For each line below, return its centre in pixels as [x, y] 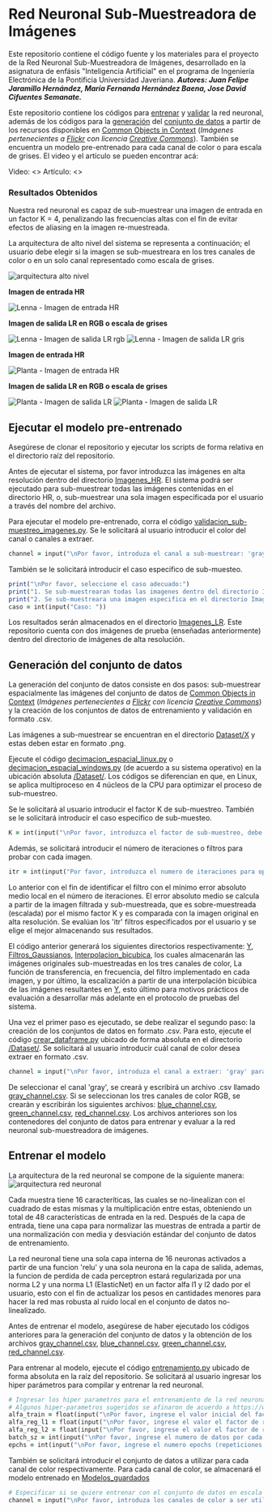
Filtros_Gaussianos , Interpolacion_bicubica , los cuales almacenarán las [127, 954]
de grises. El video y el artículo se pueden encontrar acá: [104, 156]
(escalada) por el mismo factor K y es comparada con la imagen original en [134, 913]
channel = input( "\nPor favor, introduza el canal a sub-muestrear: [126, 554]
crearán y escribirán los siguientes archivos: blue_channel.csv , [113, 1104]
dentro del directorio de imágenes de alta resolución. [97, 640]
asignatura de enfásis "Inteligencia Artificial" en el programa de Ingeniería [132, 71]
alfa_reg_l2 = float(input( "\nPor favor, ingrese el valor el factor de [134, 1430]
